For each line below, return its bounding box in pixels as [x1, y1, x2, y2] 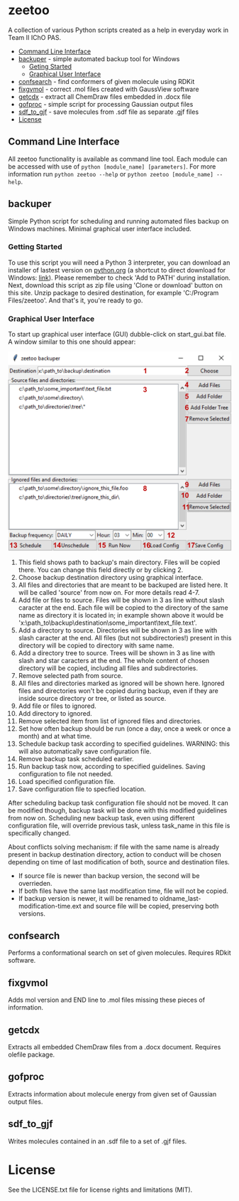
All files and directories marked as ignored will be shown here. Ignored [18, 679, 225, 687]
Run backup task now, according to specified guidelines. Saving [18, 762, 206, 771]
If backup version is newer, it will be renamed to [18, 894, 159, 902]
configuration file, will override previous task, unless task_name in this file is [8, 821, 230, 830]
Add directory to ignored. [18, 709, 93, 717]
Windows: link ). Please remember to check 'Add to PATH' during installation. [8, 273, 231, 282]
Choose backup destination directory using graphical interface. [18, 573, 204, 581]
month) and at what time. [18, 731, 92, 740]
